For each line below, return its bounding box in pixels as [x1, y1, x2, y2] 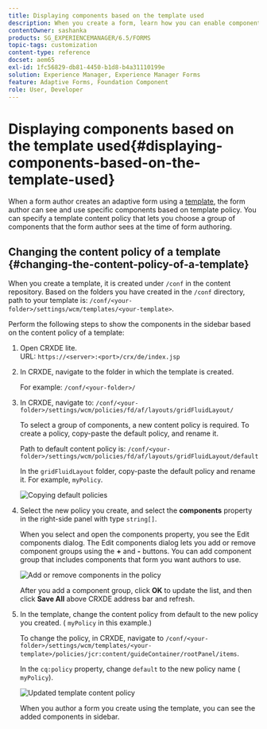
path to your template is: [8, 296, 88, 305]
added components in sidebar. [19, 712, 120, 722]
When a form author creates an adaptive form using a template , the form [8, 196, 246, 207]
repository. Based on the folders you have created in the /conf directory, [8, 287, 246, 297]
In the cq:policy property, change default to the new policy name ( [19, 665, 241, 674]
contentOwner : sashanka [8, 26, 87, 34]
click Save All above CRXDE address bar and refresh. [19, 594, 195, 604]
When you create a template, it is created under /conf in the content [8, 279, 231, 289]
